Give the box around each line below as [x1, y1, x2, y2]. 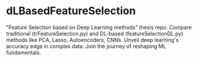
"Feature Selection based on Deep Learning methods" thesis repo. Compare [6, 24, 192, 31]
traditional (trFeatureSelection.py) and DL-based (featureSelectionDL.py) [6, 30, 183, 37]
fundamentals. [6, 49, 41, 56]
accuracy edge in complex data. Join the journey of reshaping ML [6, 43, 167, 50]
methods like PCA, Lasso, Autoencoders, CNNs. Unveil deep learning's [6, 36, 179, 43]
